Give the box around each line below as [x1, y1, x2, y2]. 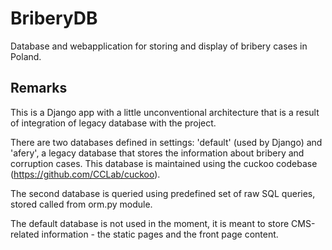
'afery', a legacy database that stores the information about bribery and [10, 147, 305, 159]
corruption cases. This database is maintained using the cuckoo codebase [10, 157, 318, 169]
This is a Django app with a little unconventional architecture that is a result [10, 106, 320, 118]
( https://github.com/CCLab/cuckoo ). [10, 168, 161, 180]
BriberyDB [10, 7, 98, 30]
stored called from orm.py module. [10, 198, 153, 210]
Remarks [10, 80, 68, 97]
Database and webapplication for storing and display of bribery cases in [10, 40, 308, 52]
